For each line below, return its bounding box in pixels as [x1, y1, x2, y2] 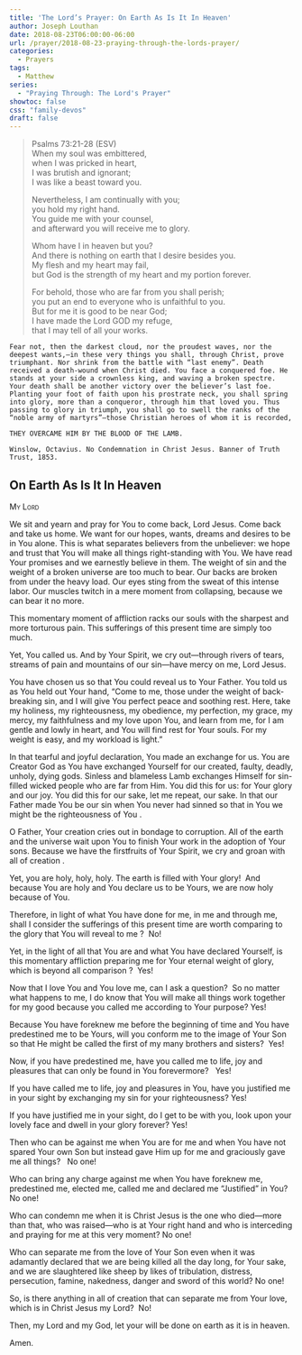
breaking [9, 695, 42, 706]
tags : [9, 64, 30, 73]
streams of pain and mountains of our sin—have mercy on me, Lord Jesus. [9, 659, 287, 670]
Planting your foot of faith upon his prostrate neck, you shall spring [9, 389, 288, 399]
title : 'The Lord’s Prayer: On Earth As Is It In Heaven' [9, 13, 232, 23]
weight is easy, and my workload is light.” [9, 734, 163, 745]
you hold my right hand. [31, 204, 120, 215]
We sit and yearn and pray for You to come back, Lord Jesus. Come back [9, 518, 281, 529]
